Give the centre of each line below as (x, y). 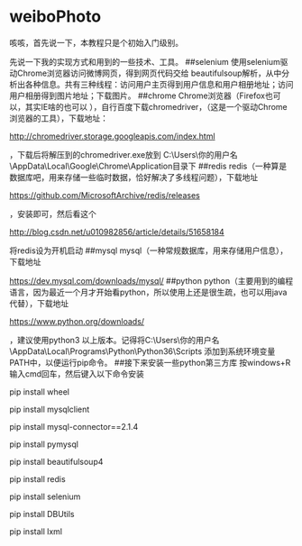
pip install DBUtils (42, 514)
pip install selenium (45, 496)
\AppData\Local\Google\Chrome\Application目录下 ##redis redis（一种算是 (148, 166)
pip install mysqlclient (50, 409)
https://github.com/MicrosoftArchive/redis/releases (105, 195)
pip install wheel (40, 391)
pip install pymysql (44, 444)
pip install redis (37, 478)
